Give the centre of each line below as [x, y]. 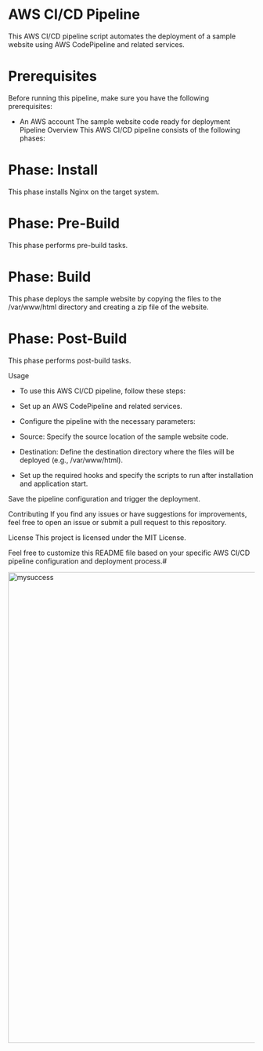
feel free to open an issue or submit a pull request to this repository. [117, 522]
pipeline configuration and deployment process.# [88, 561]
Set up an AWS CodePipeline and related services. [101, 406]
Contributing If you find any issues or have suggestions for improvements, [128, 514]
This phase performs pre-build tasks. [68, 245]
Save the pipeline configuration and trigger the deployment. [104, 498]
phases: [32, 138]
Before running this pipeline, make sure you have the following [109, 98]
